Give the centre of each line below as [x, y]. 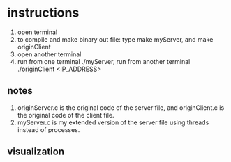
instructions [43, 13]
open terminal [37, 32]
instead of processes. [49, 129]
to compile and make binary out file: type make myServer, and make [115, 39]
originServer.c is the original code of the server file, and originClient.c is [121, 107]
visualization [36, 152]
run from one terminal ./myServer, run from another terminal [104, 61]
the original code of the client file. [66, 115]
